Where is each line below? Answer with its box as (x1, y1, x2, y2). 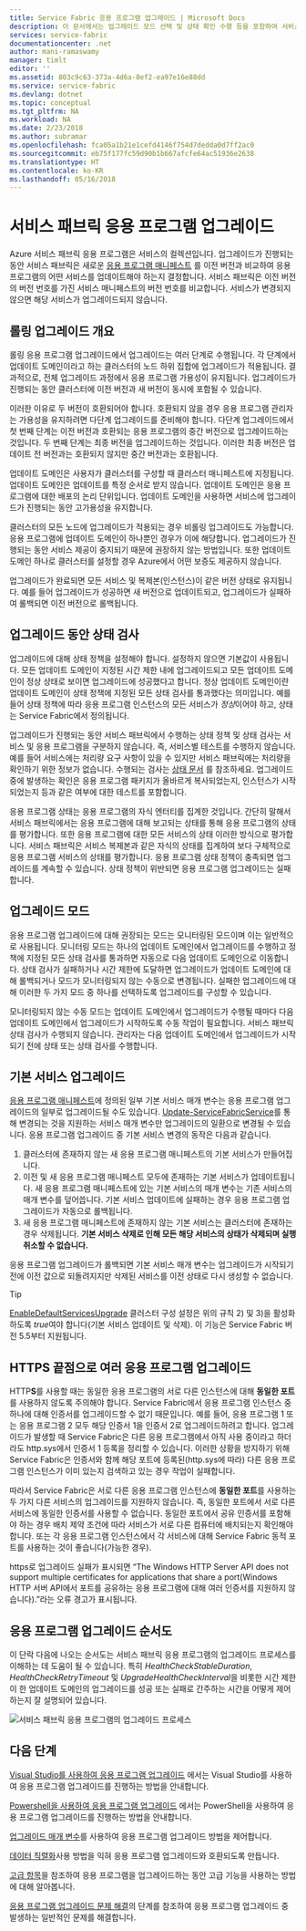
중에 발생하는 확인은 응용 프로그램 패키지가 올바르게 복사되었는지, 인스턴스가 (9, 774, 280, 785)
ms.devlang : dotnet (9, 89, 84, 99)
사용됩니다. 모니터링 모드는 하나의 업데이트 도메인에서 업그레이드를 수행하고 (18, 940, 287, 951)
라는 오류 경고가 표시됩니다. (39, 1594, 138, 1605)
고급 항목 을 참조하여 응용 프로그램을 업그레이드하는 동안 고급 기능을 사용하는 (9, 1869, 280, 1880)
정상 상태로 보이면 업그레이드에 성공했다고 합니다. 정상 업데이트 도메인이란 (25, 676, 290, 687)
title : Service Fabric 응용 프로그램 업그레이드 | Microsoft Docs (9, 13, 246, 23)
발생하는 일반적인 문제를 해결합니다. (9, 1912, 137, 1923)
